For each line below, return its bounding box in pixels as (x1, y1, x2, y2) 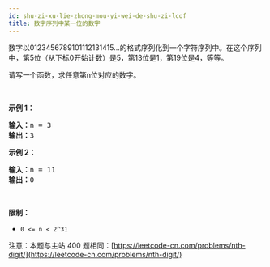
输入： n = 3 (8, 121, 52, 129)
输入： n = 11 (8, 165, 56, 174)
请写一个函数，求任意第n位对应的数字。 (8, 70, 141, 79)
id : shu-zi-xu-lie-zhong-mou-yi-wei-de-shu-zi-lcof (8, 11, 186, 20)
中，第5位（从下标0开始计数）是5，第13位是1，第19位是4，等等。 (8, 53, 229, 62)
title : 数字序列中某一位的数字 (8, 19, 101, 28)
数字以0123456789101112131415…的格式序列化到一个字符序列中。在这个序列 (8, 42, 262, 53)
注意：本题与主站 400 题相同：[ (8, 240, 114, 250)
